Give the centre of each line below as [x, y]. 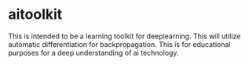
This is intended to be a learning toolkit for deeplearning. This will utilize [124, 36]
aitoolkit [35, 14]
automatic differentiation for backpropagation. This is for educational [119, 44]
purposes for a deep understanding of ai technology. [93, 52]
